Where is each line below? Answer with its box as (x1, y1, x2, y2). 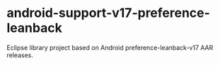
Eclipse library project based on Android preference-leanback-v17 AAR (6, 43, 214, 52)
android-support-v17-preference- (6, 5, 210, 21)
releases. (6, 51, 33, 59)
